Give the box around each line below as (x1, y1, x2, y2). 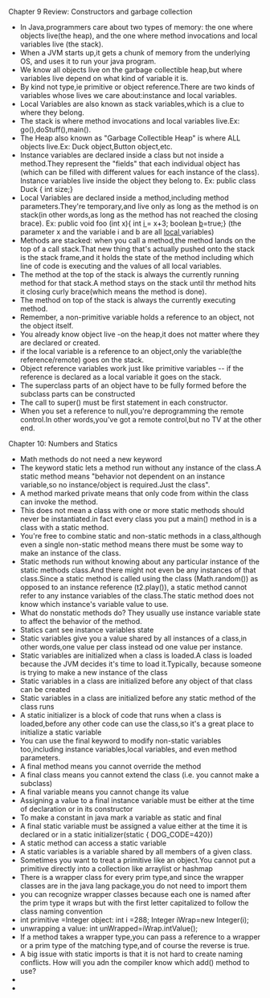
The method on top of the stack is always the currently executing (19, 295, 236, 304)
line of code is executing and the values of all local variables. (19, 261, 223, 271)
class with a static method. (19, 523, 109, 532)
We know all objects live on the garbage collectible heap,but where (19, 65, 243, 75)
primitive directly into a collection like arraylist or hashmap (19, 864, 213, 874)
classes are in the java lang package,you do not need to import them (19, 881, 247, 890)
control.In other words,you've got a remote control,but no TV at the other (19, 415, 262, 424)
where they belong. (19, 108, 84, 117)
